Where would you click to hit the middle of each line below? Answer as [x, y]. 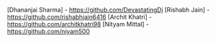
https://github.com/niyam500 [49, 31]
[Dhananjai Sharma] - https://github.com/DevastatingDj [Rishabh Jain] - [109, 10]
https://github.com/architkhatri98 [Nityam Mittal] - [78, 24]
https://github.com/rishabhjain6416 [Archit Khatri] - [80, 17]
